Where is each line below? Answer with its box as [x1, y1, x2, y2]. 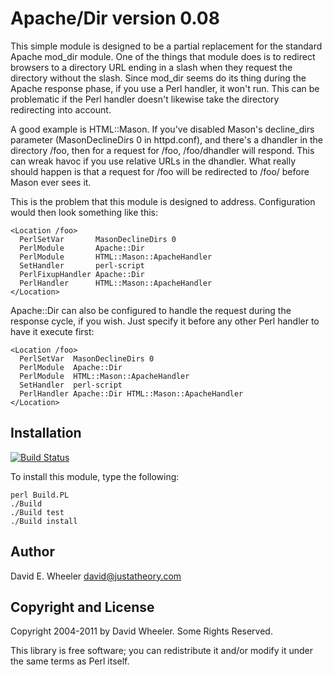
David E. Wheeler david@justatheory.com [10, 570, 182, 582]
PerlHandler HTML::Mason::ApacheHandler [19, 278, 213, 288]
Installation [10, 425, 82, 442]
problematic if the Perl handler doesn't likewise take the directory [10, 93, 280, 105]
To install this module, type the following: [10, 470, 180, 482]
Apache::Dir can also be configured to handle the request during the [10, 304, 292, 316]
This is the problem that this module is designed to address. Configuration [10, 195, 316, 207]
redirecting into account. [10, 103, 112, 116]
